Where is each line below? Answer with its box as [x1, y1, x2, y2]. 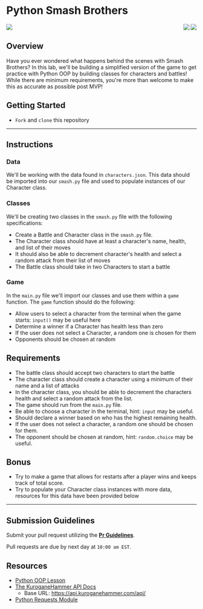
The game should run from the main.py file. [14, 401, 123, 408]
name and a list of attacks [14, 381, 80, 389]
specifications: [6, 219, 43, 226]
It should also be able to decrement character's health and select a [14, 250, 182, 257]
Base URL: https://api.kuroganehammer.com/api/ [24, 590, 146, 597]
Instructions [6, 139, 53, 150]
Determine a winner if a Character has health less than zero [14, 322, 163, 330]
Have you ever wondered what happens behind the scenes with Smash [6, 57, 184, 64]
